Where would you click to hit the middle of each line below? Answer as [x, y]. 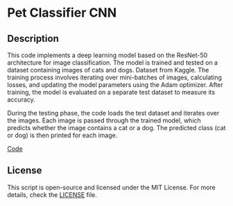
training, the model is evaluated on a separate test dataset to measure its [111, 92]
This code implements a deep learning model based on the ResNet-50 [107, 55]
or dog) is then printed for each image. [62, 135]
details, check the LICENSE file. [52, 195]
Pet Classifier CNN [62, 13]
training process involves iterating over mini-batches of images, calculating [114, 77]
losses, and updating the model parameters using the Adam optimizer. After [115, 85]
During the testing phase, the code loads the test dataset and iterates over [113, 113]
